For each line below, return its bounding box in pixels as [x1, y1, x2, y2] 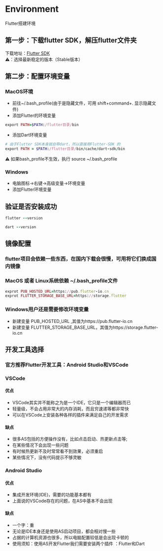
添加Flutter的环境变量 [12, 112, 56, 119]
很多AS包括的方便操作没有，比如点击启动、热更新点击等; [12, 436, 128, 442]
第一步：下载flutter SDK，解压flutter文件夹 [5, 36, 137, 45]
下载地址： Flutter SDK [5, 50, 50, 56]
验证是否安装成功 [5, 202, 57, 210]
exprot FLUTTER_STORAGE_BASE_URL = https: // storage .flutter [5, 293, 127, 299]
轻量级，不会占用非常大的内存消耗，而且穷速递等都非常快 [12, 406, 129, 412]
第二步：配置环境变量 [5, 72, 70, 81]
